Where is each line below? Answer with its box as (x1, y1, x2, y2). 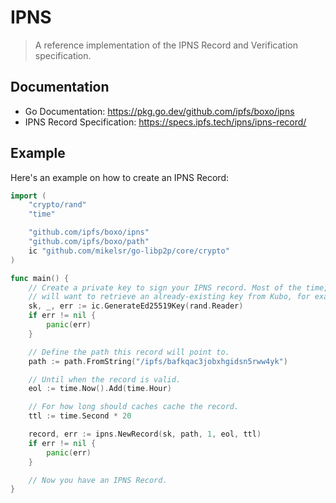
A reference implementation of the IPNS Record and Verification (34, 39, 298, 51)
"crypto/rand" (28, 200, 87, 210)
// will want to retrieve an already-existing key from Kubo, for (28, 292, 311, 302)
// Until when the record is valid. (28, 374, 182, 385)
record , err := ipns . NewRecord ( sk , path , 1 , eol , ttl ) (28, 429, 262, 440)
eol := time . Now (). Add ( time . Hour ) (28, 384, 172, 394)
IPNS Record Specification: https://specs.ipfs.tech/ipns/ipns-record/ (24, 116, 307, 128)
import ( (10, 191, 47, 201)
